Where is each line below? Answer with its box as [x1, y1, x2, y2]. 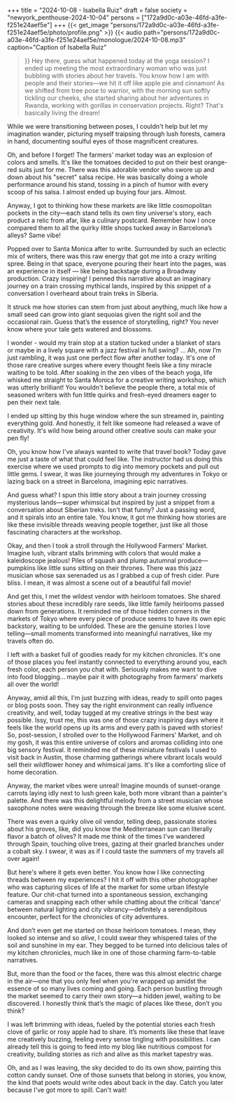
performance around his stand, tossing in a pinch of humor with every [7, 180, 208, 188]
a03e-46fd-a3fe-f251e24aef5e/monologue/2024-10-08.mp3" [7, 36, 186, 44]
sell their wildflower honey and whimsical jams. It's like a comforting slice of [7, 760, 226, 769]
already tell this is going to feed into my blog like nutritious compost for [7, 1042, 212, 1051]
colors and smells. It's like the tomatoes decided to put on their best [7, 158, 203, 166]
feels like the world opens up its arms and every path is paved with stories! [7, 723, 223, 732]
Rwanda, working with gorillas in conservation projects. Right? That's [24, 101, 224, 109]
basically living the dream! [24, 108, 100, 117]
